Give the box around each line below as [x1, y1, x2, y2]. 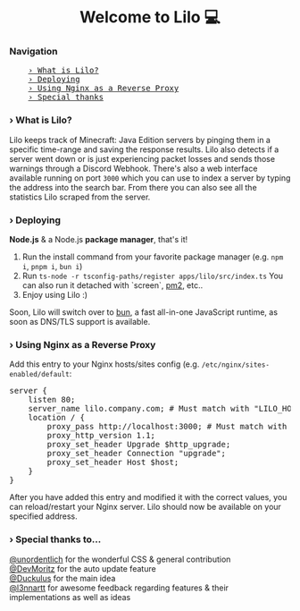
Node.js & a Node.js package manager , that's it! [9, 234, 188, 245]
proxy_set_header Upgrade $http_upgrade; [46, 439, 231, 450]
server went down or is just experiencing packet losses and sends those [9, 153, 275, 164]
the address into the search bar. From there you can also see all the [9, 182, 257, 192]
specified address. [9, 511, 78, 522]
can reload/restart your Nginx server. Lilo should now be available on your [9, 502, 281, 513]
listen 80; [28, 395, 76, 405]
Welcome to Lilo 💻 [79, 7, 221, 28]
